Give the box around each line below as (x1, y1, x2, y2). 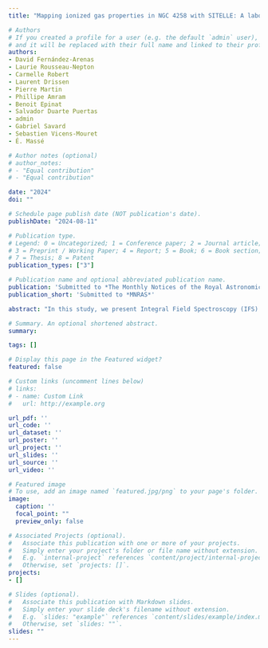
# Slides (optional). (8, 591, 81, 599)
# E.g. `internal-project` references (8, 554, 145, 562)
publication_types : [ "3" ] (8, 261, 94, 269)
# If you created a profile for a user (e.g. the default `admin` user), (8, 33, 259, 41)
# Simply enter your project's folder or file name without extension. (8, 547, 259, 555)
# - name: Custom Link (8, 392, 84, 400)
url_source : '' (8, 458, 59, 466)
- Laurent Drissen (8, 77, 69, 86)
